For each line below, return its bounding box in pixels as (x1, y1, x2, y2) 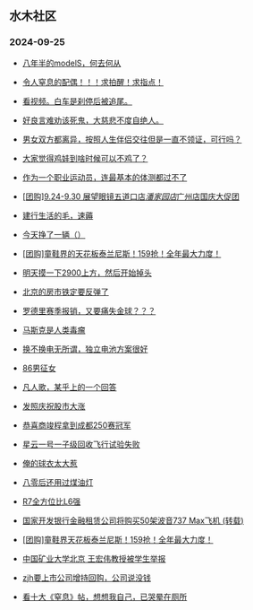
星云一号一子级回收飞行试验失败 (21, 439, 140, 449)
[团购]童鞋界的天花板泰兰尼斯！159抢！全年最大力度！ (21, 248, 222, 258)
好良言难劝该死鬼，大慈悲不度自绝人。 (21, 115, 164, 126)
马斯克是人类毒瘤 (21, 324, 86, 335)
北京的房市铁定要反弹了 (21, 286, 109, 297)
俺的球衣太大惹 (21, 457, 78, 468)
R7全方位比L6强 (21, 496, 81, 507)
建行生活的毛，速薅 (21, 210, 94, 221)
